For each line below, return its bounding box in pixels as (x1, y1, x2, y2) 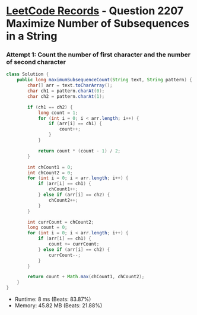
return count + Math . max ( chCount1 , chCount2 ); (27, 274, 145, 280)
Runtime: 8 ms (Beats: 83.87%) (14, 295, 91, 303)
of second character (6, 58, 66, 66)
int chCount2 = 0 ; (27, 170, 73, 176)
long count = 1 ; (37, 110, 78, 116)
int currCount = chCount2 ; (27, 219, 94, 225)
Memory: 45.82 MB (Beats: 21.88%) (14, 302, 103, 309)
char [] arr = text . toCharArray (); (27, 82, 113, 88)
